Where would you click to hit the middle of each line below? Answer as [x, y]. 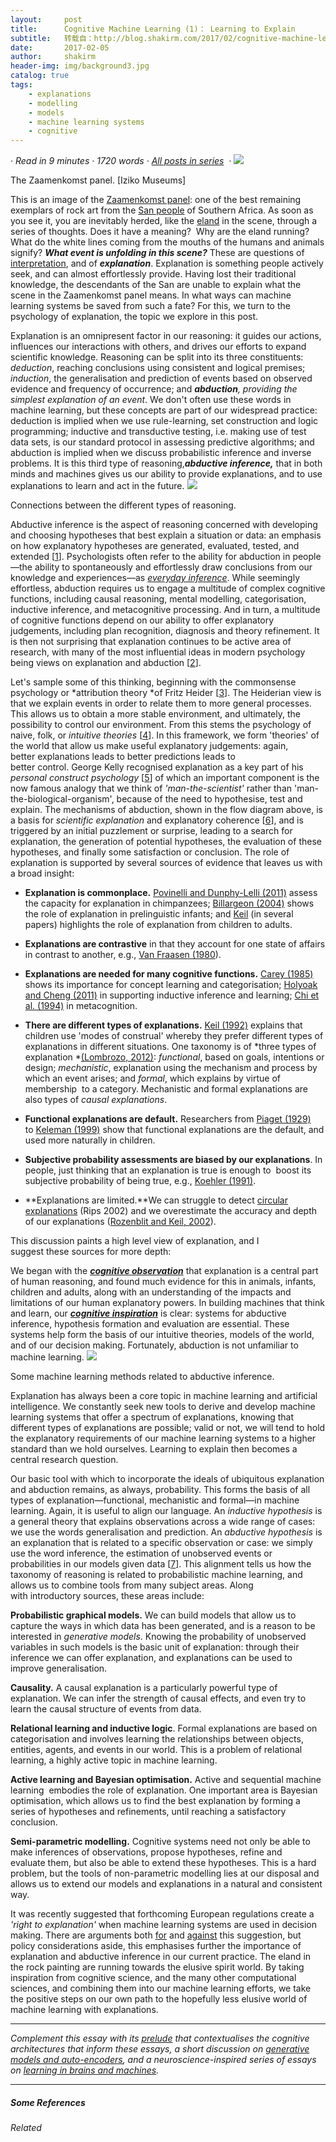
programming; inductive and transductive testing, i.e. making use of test [158, 432]
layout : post [46, 19]
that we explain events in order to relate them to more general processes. [161, 703]
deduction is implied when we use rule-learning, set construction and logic [164, 421]
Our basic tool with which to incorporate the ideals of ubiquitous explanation [167, 1479]
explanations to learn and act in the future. [97, 486]
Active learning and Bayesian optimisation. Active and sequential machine [166, 1780]
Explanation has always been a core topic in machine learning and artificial [164, 1396]
